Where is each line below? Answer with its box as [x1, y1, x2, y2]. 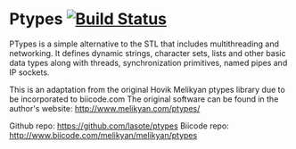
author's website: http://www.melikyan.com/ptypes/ [9, 103, 201, 113]
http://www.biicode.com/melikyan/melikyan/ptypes [9, 129, 198, 140]
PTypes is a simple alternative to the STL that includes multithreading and [9, 38, 279, 49]
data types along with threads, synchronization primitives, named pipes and [9, 57, 288, 68]
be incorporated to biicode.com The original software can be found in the [9, 94, 279, 104]
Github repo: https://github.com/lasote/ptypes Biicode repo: [9, 120, 229, 131]
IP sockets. [9, 67, 50, 78]
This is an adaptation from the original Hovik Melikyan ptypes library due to [9, 84, 285, 95]
